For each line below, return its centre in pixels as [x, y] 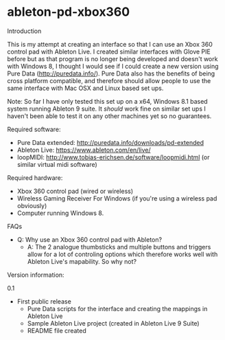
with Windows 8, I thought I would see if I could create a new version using [113, 66]
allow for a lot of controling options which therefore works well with [122, 254]
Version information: [36, 275]
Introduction [24, 31]
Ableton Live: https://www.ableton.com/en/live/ [84, 150]
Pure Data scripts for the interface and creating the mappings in [117, 308]
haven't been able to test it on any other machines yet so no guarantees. [109, 116]
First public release [44, 301]
